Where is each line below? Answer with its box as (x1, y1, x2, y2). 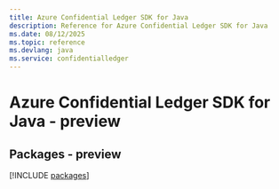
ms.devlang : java (9, 46, 74, 55)
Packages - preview (9, 146, 122, 161)
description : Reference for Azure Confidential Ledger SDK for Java (9, 21, 268, 30)
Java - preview (9, 112, 122, 131)
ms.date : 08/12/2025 (9, 29, 86, 38)
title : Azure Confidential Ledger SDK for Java (9, 12, 189, 22)
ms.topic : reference (9, 37, 86, 47)
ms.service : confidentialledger (9, 54, 129, 63)
